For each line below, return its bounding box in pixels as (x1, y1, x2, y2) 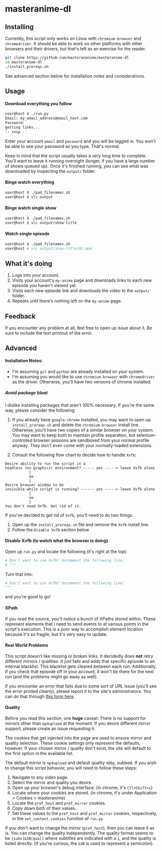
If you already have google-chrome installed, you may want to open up (12, 417, 151, 422)
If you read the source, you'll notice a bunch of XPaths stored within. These (5, 616, 156, 622)
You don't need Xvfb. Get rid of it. (5, 503, 81, 509)
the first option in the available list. (5, 750, 74, 756)
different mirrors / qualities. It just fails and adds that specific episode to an (5, 658, 155, 664)
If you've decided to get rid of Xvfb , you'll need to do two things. (5, 512, 133, 518)
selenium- (136, 432, 157, 438)
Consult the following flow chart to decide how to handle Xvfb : (12, 452, 137, 458)
